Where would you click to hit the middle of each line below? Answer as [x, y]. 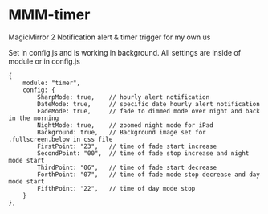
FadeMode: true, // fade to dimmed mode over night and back [149, 111]
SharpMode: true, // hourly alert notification [124, 97]
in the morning [34, 118]
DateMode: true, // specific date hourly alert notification [149, 104]
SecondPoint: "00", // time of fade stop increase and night [143, 153]
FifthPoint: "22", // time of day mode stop [116, 188]
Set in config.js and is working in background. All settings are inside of [125, 52]
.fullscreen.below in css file [61, 139]
